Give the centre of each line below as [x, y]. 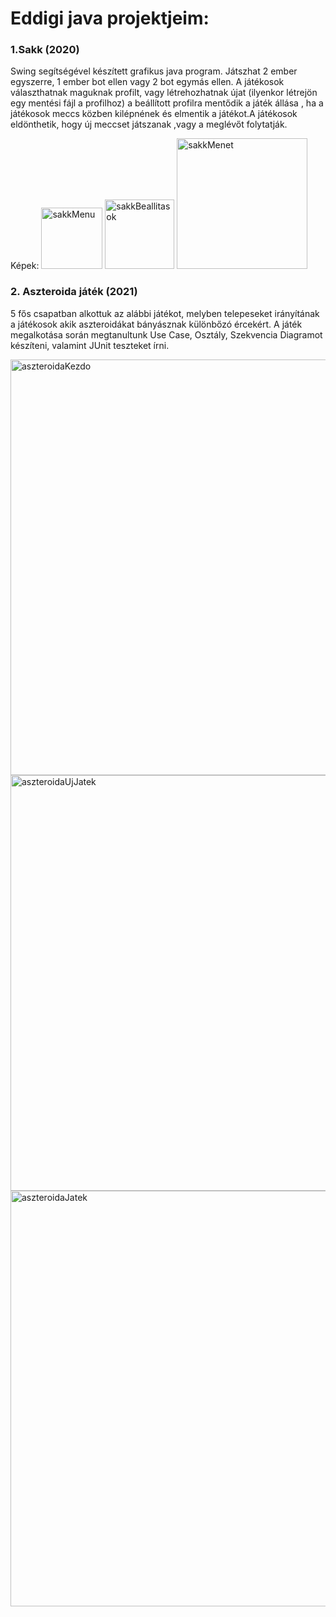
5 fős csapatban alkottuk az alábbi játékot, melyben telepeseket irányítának [165, 313]
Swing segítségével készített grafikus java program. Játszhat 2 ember [154, 71]
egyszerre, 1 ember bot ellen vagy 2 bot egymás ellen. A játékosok [147, 82]
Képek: [25, 266]
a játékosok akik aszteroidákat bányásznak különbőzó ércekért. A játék [156, 324]
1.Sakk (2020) [45, 50]
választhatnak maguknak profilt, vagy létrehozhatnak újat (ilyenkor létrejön [164, 93]
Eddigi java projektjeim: [110, 18]
